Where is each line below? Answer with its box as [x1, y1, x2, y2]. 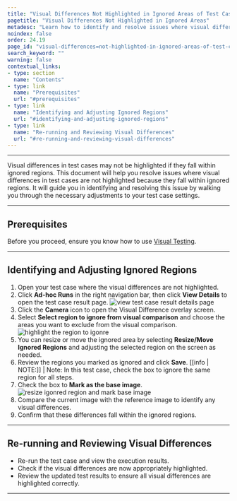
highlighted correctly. [17, 478, 80, 488]
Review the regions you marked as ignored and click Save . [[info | [17, 358, 209, 366]
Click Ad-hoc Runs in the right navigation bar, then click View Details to [17, 290, 228, 299]
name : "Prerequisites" [13, 89, 80, 96]
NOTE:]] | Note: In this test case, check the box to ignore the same [17, 365, 211, 374]
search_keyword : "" [7, 50, 65, 57]
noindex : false [7, 30, 52, 37]
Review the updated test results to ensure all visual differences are [17, 471, 212, 480]
